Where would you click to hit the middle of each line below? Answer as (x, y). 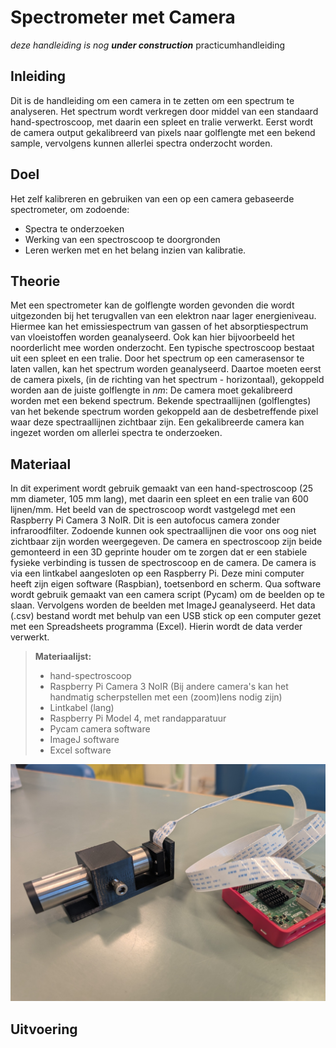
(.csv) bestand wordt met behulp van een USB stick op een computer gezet (166, 616)
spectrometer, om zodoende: (70, 209)
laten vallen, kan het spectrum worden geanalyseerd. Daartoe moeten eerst (166, 369)
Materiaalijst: (63, 657)
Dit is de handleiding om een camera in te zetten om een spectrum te (152, 100)
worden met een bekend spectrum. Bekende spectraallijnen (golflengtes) (161, 401)
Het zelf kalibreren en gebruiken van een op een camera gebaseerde (152, 198)
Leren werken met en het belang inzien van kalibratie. (135, 250)
